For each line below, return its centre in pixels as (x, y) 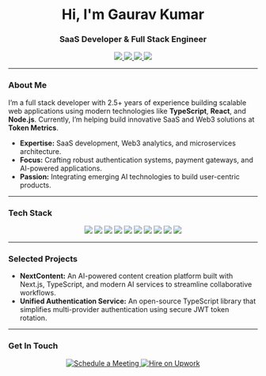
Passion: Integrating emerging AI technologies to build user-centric (129, 176)
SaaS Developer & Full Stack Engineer (133, 39)
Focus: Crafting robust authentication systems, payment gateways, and (136, 160)
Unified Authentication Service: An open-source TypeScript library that (138, 301)
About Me (28, 85)
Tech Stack (30, 212)
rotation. (33, 318)
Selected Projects (43, 259)
